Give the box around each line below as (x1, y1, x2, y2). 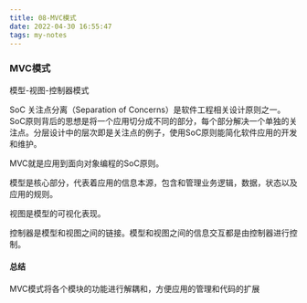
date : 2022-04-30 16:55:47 (9, 22, 112, 31)
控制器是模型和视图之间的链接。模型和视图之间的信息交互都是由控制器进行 (9, 227, 290, 238)
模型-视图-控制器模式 (9, 84, 90, 96)
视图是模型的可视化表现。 (9, 207, 106, 219)
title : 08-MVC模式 (9, 13, 77, 23)
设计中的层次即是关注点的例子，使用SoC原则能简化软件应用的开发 (48, 127, 298, 138)
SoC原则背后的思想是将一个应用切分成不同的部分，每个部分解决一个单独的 (9, 115, 290, 126)
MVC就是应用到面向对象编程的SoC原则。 (9, 157, 164, 169)
